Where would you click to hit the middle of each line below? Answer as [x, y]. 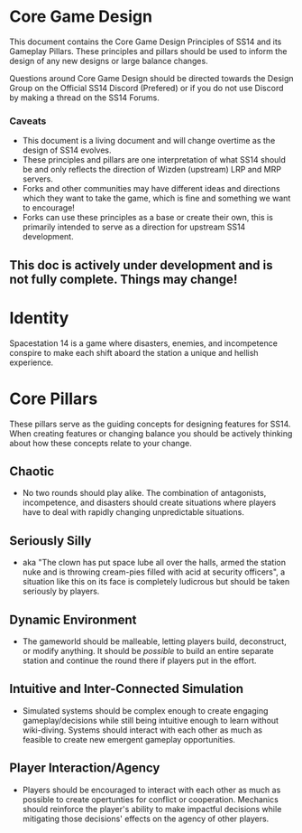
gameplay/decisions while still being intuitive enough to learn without [151, 720]
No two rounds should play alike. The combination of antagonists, [144, 493]
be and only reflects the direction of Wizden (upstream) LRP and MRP [152, 170]
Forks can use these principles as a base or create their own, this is [147, 218]
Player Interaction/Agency [85, 768]
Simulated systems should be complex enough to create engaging [145, 710]
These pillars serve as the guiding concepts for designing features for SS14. [150, 424]
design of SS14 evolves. [67, 150]
